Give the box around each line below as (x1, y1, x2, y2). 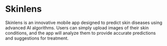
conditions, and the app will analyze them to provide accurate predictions (5, 30, 156, 36)
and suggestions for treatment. (5, 35, 69, 41)
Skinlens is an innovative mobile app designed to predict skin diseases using (5, 20, 163, 25)
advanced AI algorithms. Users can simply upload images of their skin (5, 24, 149, 30)
